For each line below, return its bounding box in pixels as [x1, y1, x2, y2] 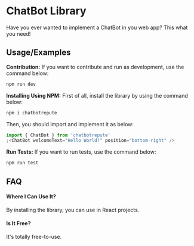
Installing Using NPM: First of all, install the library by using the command [6, 92, 188, 99]
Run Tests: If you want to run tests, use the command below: [6, 148, 156, 155]
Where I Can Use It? [6, 193, 57, 200]
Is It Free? [6, 220, 31, 227]
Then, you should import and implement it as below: [6, 120, 134, 127]
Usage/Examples [6, 48, 71, 58]
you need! [6, 30, 31, 37]
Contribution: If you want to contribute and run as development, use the [6, 63, 184, 70]
